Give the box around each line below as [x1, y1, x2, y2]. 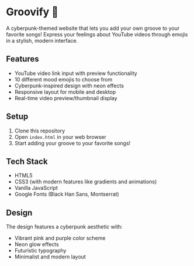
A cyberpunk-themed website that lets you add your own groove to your [6, 25, 180, 32]
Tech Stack [6, 156, 48, 166]
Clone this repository [14, 127, 65, 134]
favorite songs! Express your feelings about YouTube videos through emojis [6, 30, 188, 37]
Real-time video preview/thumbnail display [14, 94, 118, 101]
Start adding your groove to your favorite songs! [14, 139, 131, 146]
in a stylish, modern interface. [6, 37, 78, 44]
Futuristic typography [14, 247, 67, 254]
